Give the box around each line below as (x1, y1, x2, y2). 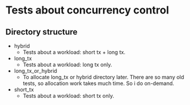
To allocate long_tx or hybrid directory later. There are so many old (22, 74, 185, 80)
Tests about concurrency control (5, 4, 169, 17)
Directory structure (5, 27, 78, 37)
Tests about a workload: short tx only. (22, 92, 115, 99)
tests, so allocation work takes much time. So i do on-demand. (22, 80, 175, 87)
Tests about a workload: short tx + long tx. (22, 49, 126, 56)
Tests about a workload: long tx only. (22, 61, 112, 68)
